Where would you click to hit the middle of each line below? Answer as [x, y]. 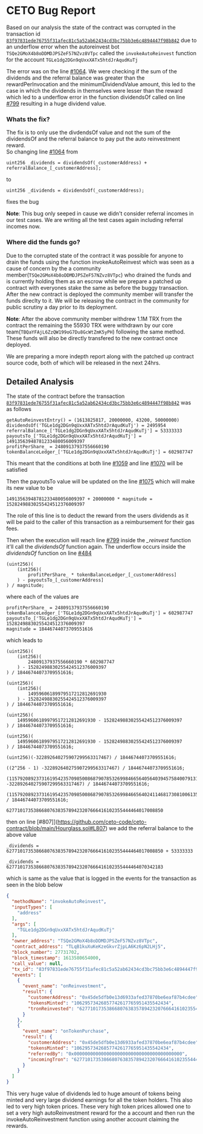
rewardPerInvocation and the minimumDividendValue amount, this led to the [101, 84]
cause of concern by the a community [54, 268]
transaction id [23, 33]
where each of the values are [43, 597]
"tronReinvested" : [51, 1008]
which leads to [24, 640]
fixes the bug [23, 202]
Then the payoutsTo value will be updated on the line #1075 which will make [101, 481]
